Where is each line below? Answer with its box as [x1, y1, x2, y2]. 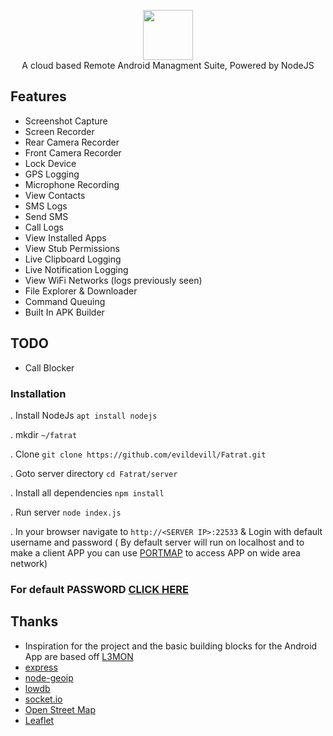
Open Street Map [24, 703, 96, 715]
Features [10, 88, 67, 105]
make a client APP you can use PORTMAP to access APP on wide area [10, 546, 301, 559]
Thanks [10, 613, 59, 630]
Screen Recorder [24, 125, 95, 137]
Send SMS [24, 210, 69, 222]
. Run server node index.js [10, 506, 122, 518]
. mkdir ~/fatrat [10, 428, 78, 440]
